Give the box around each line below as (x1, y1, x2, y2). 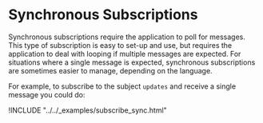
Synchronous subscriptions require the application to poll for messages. (8, 32, 246, 42)
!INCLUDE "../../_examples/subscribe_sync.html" (8, 105, 168, 115)
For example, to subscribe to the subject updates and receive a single (8, 81, 237, 91)
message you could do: (8, 89, 86, 99)
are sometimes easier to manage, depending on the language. (8, 65, 213, 75)
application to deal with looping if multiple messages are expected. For (8, 49, 241, 58)
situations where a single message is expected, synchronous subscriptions (8, 58, 256, 67)
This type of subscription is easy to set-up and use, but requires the (8, 40, 233, 50)
